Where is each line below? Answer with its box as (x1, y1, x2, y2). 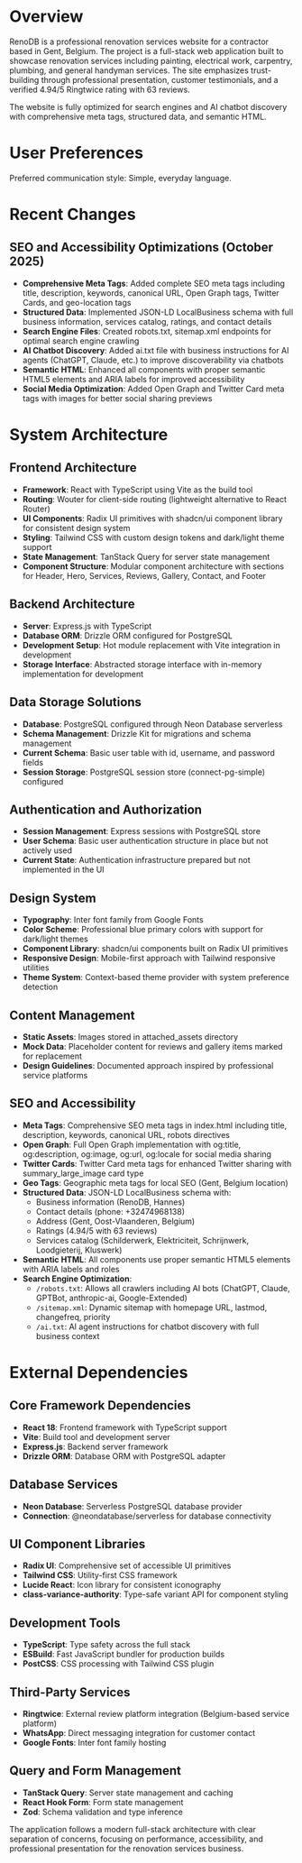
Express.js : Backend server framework (22, 1441, 169, 1452)
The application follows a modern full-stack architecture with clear (9, 1823, 257, 1834)
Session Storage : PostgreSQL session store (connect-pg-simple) (22, 766, 266, 777)
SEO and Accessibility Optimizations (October (9, 240, 273, 255)
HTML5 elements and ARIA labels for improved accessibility (22, 373, 245, 384)
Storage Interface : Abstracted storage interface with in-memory (22, 658, 262, 669)
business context (35, 1330, 100, 1341)
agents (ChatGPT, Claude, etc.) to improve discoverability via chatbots (22, 354, 284, 365)
